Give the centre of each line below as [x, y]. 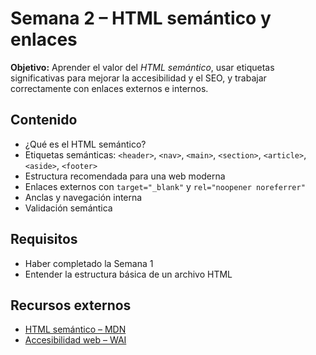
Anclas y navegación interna [83, 197]
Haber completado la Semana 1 [89, 263]
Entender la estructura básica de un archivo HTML [128, 274]
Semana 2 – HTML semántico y [141, 18]
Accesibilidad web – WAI [75, 340]
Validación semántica [68, 208]
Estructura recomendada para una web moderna [125, 176]
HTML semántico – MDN [75, 329]
